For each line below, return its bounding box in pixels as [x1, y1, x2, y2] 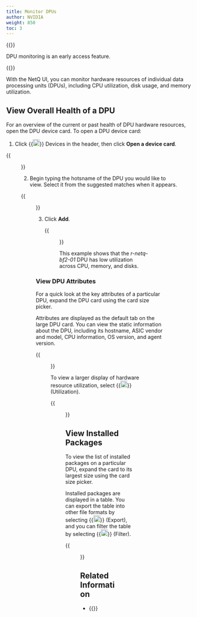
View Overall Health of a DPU [6, 105, 115, 115]
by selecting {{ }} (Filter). [65, 531, 131, 538]
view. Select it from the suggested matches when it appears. [29, 181, 177, 188]
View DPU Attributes [35, 277, 96, 285]
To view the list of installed [65, 453, 131, 460]
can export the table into [65, 502, 125, 509]
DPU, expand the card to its [65, 466, 133, 473]
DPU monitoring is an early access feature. [6, 53, 111, 60]
